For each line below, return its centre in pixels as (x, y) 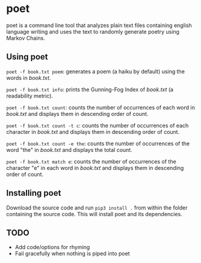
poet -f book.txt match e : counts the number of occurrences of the (91, 162)
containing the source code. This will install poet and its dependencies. (94, 214)
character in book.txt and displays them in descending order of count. (93, 131)
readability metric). (29, 95)
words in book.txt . (29, 77)
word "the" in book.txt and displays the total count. (69, 150)
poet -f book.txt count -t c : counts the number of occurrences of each (97, 125)
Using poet (27, 57)
